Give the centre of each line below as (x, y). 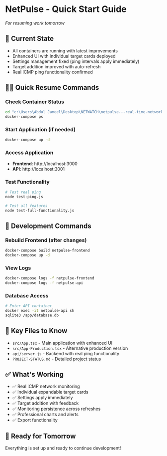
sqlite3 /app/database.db (32, 315)
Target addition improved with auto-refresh (56, 66)
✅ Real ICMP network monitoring (46, 386)
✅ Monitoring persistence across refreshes (56, 409)
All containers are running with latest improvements (65, 50)
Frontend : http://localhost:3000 (45, 164)
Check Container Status (35, 102)
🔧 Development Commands (48, 226)
